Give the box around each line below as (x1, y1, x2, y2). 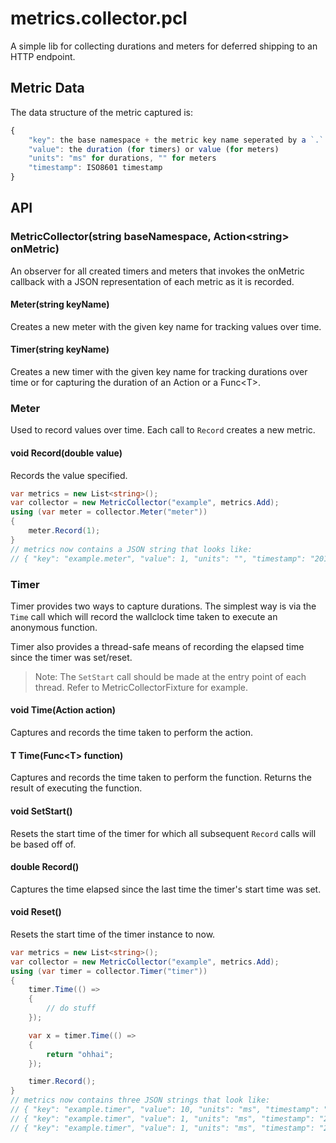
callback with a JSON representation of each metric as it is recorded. (10, 275, 295, 287)
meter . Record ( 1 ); (28, 526, 101, 536)
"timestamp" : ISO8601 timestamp (28, 163, 163, 173)
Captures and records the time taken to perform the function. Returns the (10, 772, 312, 784)
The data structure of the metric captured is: (10, 106, 193, 118)
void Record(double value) (10, 447, 123, 459)
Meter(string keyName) (10, 298, 110, 311)
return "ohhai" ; (46, 1049, 114, 1059)
